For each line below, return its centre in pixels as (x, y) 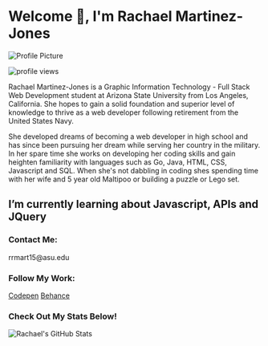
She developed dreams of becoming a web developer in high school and (128, 136)
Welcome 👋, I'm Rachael (90, 16)
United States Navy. (41, 120)
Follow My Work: (42, 278)
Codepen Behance (39, 295)
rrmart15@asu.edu (39, 257)
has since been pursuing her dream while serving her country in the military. (134, 145)
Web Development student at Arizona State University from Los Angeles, (128, 95)
